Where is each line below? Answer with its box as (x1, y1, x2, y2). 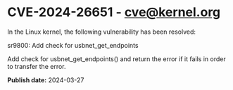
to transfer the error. (7, 62, 66, 70)
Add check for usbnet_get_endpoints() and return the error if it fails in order (7, 54, 227, 63)
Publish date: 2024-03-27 (7, 75, 84, 84)
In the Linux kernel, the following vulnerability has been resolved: (7, 27, 196, 36)
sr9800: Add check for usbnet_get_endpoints (7, 41, 139, 49)
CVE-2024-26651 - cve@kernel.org (7, 4, 221, 20)
